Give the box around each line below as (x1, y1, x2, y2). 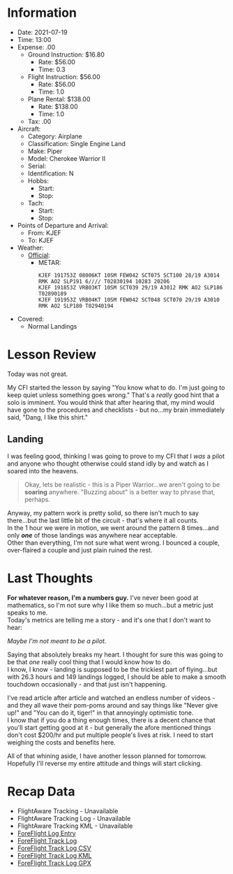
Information (7, 5, 77, 21)
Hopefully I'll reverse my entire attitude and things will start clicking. (7, 759, 202, 767)
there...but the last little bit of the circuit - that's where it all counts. (7, 516, 199, 524)
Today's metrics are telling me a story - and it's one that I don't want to (7, 615, 211, 624)
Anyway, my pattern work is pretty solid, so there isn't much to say (7, 508, 199, 517)
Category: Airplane (27, 131, 82, 141)
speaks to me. (7, 608, 48, 617)
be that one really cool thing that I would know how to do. (7, 657, 172, 666)
